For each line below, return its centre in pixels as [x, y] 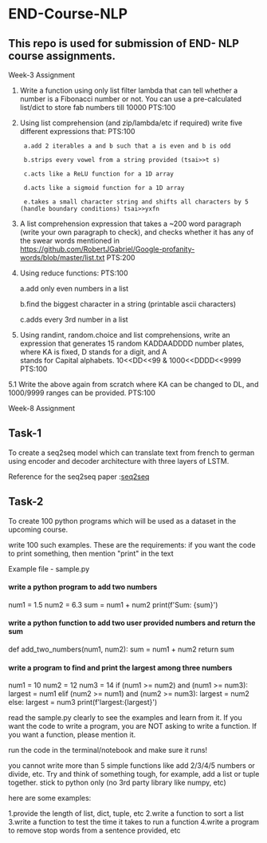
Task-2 [26, 502]
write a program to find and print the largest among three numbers [120, 667]
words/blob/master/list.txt [62, 257]
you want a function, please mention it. [72, 734]
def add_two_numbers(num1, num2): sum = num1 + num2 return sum [122, 649]
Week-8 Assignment [42, 408]
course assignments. [62, 55]
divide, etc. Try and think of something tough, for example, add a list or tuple [134, 774]
